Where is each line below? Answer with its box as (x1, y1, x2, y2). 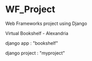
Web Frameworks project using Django (5, 20, 87, 26)
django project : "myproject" (5, 50, 65, 56)
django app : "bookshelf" (5, 40, 58, 46)
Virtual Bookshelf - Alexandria (5, 30, 68, 36)
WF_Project (5, 4, 55, 15)
